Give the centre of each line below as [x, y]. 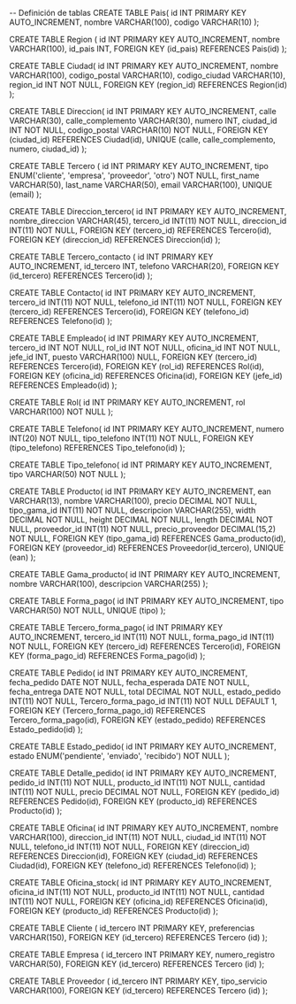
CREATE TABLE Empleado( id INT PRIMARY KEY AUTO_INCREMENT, [134, 338]
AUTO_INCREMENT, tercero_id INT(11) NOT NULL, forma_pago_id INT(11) [142, 637]
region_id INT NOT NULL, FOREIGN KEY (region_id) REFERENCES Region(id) [148, 85]
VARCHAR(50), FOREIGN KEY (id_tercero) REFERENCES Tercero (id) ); [137, 964]
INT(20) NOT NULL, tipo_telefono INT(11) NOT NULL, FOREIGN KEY [132, 438]
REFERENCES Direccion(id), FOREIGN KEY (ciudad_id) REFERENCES [134, 856]
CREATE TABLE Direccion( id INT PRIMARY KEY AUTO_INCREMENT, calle [143, 111]
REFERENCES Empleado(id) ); [63, 385]
